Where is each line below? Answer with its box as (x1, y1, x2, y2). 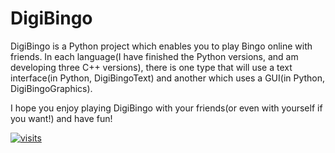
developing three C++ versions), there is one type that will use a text (10, 61, 293, 73)
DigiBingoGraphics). (10, 82, 93, 94)
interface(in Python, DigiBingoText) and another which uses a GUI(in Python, (10, 72, 326, 84)
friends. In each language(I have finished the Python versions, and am (10, 50, 299, 62)
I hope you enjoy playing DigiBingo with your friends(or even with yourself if (10, 102, 323, 114)
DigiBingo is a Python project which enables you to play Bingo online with (10, 40, 313, 52)
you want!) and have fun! (10, 112, 113, 124)
